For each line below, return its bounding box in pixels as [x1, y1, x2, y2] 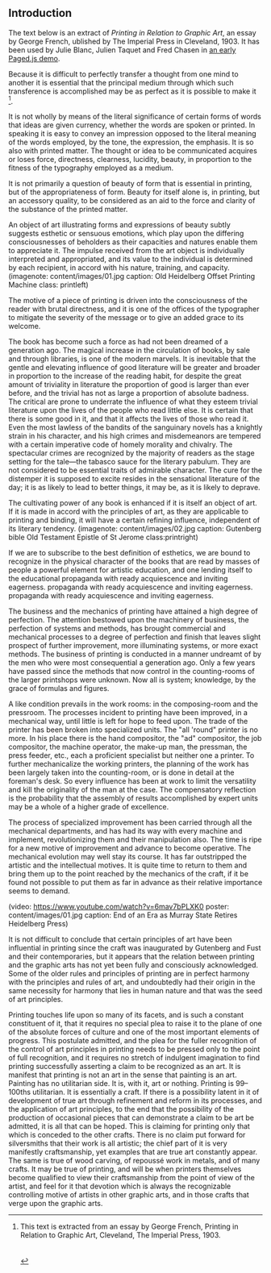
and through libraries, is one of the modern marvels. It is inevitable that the [8, 354, 256, 364]
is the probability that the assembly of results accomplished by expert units [8, 793, 258, 803]
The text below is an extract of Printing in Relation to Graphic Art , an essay [8, 27, 256, 37]
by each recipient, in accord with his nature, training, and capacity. [8, 263, 230, 272]
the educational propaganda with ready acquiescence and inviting [8, 574, 228, 584]
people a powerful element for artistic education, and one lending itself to [8, 565, 252, 575]
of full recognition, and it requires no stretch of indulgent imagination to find [8, 1053, 261, 1063]
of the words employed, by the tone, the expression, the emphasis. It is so [8, 137, 254, 148]
